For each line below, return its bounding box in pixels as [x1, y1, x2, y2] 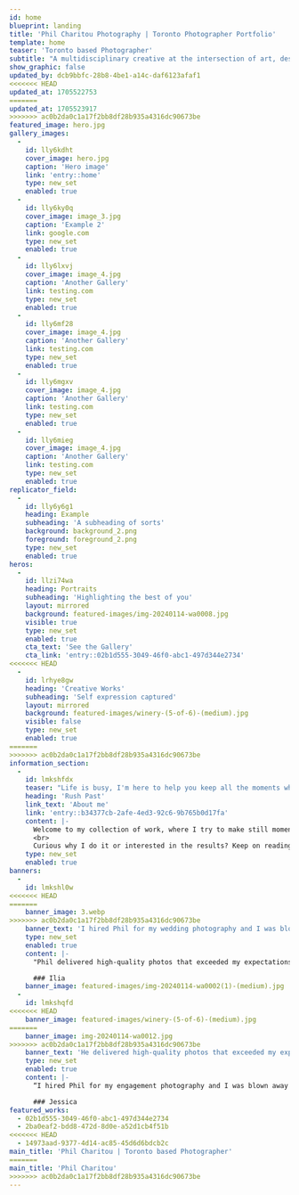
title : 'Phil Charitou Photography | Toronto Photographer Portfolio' [9, 29, 277, 38]
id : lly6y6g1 [25, 502, 74, 511]
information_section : [9, 758, 90, 767]
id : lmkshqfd [25, 999, 74, 1008]
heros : [9, 560, 34, 569]
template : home [9, 37, 66, 47]
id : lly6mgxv [25, 378, 74, 387]
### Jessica [32, 1097, 77, 1106]
